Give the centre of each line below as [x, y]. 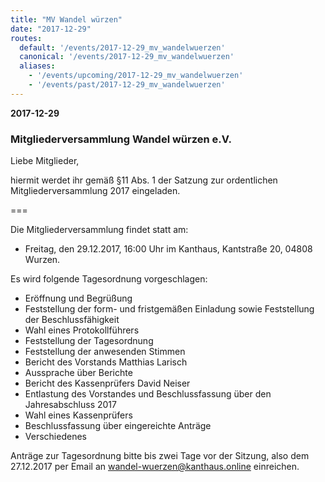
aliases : [37, 66]
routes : [26, 38]
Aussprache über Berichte [78, 373]
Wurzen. [42, 260]
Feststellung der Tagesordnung [89, 341]
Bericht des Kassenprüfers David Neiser [107, 383]
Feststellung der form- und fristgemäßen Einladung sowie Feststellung [169, 309]
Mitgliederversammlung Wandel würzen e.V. [121, 139]
